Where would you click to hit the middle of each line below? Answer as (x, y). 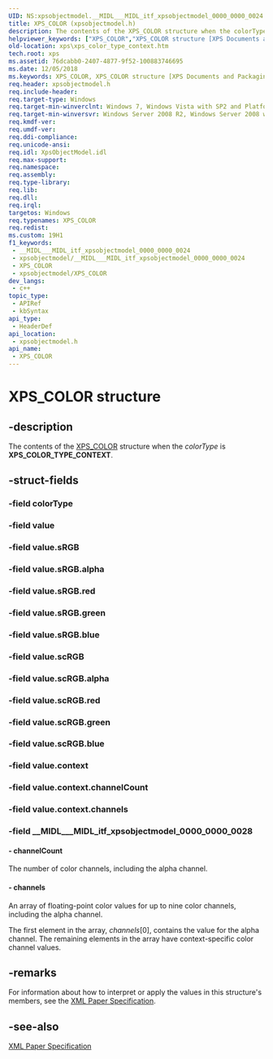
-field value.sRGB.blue (54, 634)
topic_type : (28, 296)
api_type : (25, 318)
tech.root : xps (34, 54)
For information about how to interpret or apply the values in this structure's (135, 992)
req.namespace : (34, 168)
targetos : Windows (39, 212)
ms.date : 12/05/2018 (43, 69)
